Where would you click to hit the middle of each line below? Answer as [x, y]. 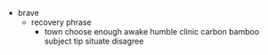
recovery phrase [61, 22]
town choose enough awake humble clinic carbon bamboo [152, 31]
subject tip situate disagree [94, 41]
